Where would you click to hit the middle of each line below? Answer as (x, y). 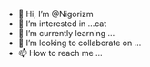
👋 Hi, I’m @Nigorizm (55, 14)
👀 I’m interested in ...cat (62, 24)
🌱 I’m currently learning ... (66, 33)
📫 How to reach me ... (60, 53)
